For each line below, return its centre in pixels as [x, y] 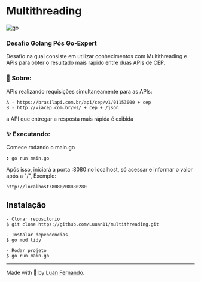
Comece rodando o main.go [41, 147]
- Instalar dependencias [37, 235]
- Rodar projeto [26, 250]
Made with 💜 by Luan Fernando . [45, 272]
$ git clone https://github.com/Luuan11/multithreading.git [83, 224]
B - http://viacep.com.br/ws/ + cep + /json [63, 107]
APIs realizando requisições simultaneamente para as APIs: [79, 91]
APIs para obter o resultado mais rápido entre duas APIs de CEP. [86, 63]
